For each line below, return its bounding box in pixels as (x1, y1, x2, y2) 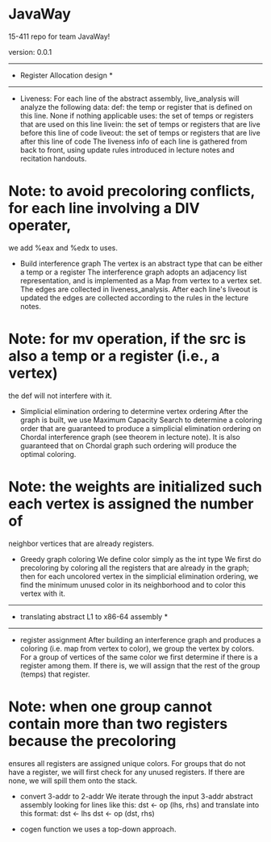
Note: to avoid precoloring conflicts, (8, 182, 256, 200)
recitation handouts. (19, 153, 87, 163)
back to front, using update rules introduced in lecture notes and (19, 145, 235, 154)
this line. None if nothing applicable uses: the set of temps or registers (19, 111, 254, 120)
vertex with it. (19, 589, 66, 598)
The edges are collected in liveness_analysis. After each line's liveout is (19, 284, 258, 294)
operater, (8, 216, 72, 235)
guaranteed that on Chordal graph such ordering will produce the (19, 441, 237, 450)
